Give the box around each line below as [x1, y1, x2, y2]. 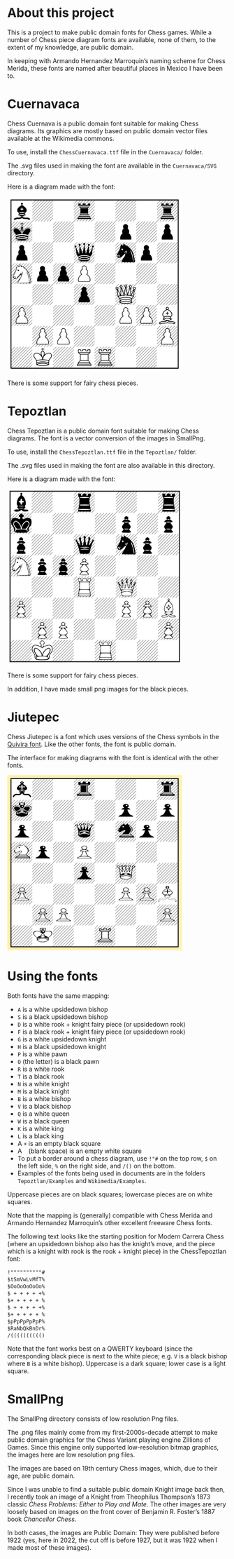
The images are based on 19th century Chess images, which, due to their [7, 1464, 218, 1472]
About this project [7, 5, 115, 21]
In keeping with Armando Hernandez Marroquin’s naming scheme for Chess [7, 56, 226, 65]
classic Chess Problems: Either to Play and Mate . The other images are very [7, 1499, 226, 1509]
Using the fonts [7, 968, 98, 984]
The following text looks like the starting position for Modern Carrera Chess [7, 1232, 224, 1241]
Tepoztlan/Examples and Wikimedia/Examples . [17, 1176, 147, 1185]
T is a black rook [17, 1072, 65, 1081]
